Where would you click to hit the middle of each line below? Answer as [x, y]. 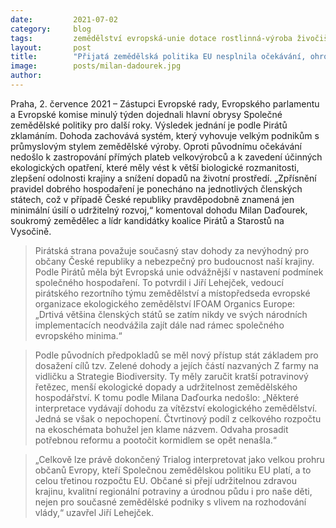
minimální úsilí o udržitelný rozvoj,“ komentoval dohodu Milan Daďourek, [159, 210]
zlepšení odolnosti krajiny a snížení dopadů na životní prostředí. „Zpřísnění [163, 178]
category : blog [51, 29]
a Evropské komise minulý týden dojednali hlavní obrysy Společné [146, 114]
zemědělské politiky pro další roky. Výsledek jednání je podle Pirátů [149, 125]
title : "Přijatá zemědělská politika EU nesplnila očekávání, [158, 57]
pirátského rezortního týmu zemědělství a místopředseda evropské [172, 293]
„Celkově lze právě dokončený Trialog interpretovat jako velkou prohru [179, 459]
